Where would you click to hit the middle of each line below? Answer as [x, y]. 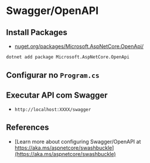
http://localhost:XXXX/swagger [53, 110]
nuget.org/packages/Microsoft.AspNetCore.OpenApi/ [79, 46]
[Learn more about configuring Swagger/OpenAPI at [78, 141]
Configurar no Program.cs [53, 75]
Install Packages [37, 32]
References [28, 128]
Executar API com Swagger [57, 95]
